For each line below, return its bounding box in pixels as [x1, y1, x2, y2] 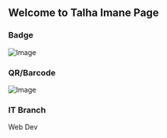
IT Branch [8, 104, 46, 115]
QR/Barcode [8, 67, 57, 78]
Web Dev [8, 122, 38, 132]
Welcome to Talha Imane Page [8, 6, 159, 20]
